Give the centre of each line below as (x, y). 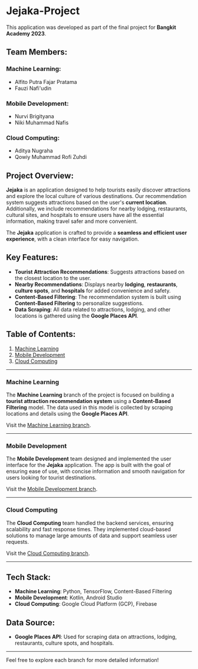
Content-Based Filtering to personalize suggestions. (79, 303)
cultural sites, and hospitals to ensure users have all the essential (85, 215)
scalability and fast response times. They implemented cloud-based (88, 529)
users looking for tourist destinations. (51, 478)
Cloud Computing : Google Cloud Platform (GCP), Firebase (86, 604)
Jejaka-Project (43, 11)
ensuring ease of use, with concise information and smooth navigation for (96, 472)
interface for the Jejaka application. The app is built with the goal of (88, 465)
